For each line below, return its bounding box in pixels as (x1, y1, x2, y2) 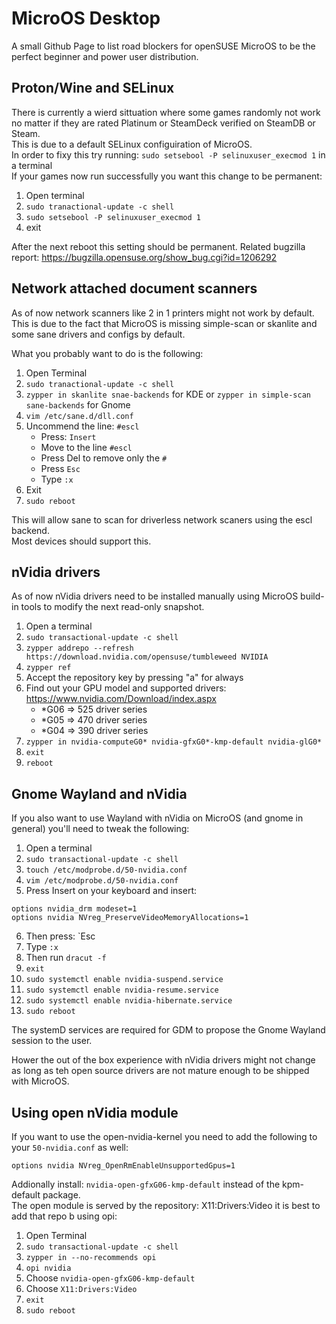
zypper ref (25, 663, 72, 673)
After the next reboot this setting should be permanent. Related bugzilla (11, 240, 306, 252)
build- (300, 590, 325, 602)
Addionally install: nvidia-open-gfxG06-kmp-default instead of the (11, 1178, 281, 1190)
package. (42, 1189, 81, 1201)
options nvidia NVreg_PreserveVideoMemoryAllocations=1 (11, 913, 249, 923)
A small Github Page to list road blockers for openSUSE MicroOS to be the (11, 40, 316, 52)
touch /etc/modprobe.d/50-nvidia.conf (25, 865, 188, 876)
